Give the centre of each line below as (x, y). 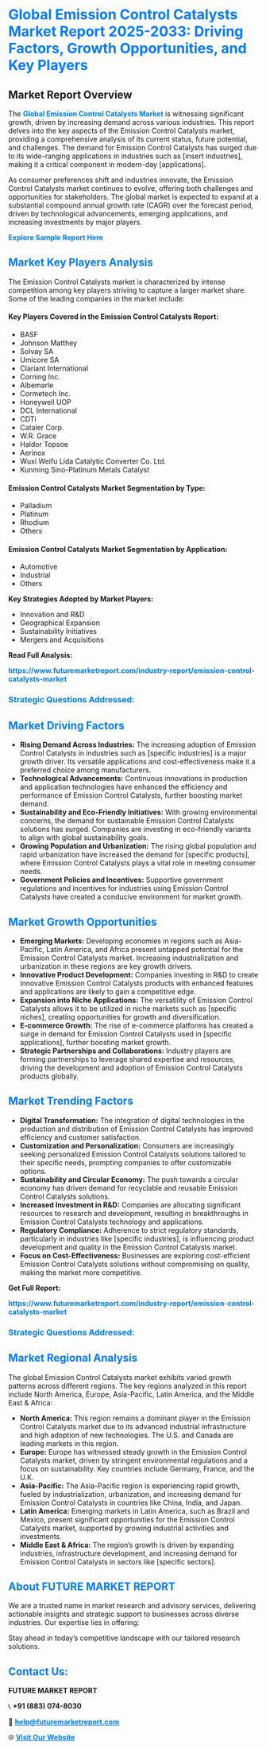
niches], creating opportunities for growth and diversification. (120, 1016)
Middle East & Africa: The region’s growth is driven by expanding (127, 1545)
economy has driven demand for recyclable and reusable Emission (129, 1187)
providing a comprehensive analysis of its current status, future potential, (128, 139)
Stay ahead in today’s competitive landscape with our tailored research (124, 1638)
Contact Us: (39, 1671)
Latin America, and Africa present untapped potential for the (145, 949)
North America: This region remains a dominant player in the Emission (135, 1418)
